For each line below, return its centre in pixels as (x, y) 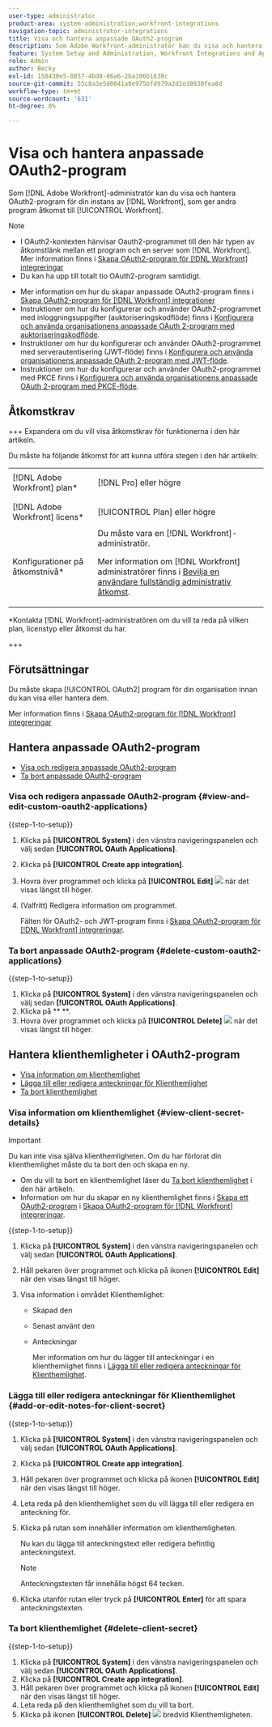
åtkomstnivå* (38, 572)
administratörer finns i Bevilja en (159, 572)
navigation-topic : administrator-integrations (88, 31)
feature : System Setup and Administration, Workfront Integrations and (132, 53)
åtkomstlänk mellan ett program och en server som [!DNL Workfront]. (136, 250)
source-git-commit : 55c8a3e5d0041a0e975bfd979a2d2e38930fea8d (115, 83)
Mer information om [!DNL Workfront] (169, 561)
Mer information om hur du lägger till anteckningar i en (123, 1358)
